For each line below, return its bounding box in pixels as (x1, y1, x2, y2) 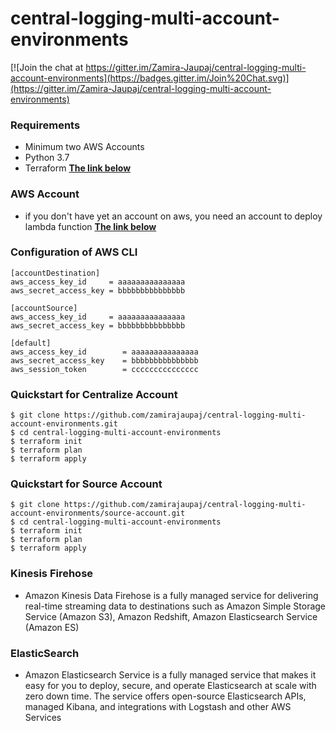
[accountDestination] (10, 268, 101, 278)
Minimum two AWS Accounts (24, 141, 145, 153)
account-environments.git (10, 419, 118, 429)
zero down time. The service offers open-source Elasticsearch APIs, (24, 690, 307, 702)
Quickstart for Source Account (10, 477, 163, 491)
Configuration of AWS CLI (10, 245, 138, 259)
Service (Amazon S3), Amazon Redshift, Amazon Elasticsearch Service (24, 610, 318, 622)
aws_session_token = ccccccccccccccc (10, 364, 199, 374)
